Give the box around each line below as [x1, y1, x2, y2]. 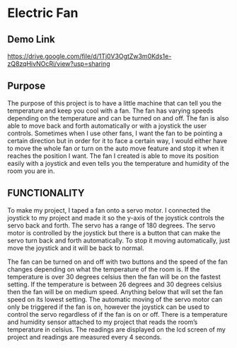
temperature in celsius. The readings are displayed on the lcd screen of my [7, 325, 226, 334]
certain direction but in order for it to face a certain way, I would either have [7, 136, 228, 145]
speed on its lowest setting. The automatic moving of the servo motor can [7, 295, 223, 303]
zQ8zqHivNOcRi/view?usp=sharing [7, 60, 111, 68]
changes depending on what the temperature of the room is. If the [7, 264, 200, 274]
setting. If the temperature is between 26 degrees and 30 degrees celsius [7, 280, 222, 288]
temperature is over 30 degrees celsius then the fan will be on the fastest [7, 272, 221, 281]
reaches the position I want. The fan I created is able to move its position [7, 151, 219, 160]
